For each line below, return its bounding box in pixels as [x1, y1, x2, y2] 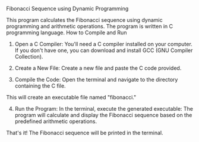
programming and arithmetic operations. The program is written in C [6, 23, 173, 30]
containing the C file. [14, 82, 67, 89]
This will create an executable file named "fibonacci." [6, 94, 137, 101]
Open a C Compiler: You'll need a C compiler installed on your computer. [14, 41, 193, 47]
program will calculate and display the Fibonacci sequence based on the [14, 112, 192, 118]
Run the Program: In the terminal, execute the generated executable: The [14, 105, 193, 112]
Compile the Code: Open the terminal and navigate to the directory [14, 76, 178, 83]
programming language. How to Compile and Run [6, 29, 127, 36]
